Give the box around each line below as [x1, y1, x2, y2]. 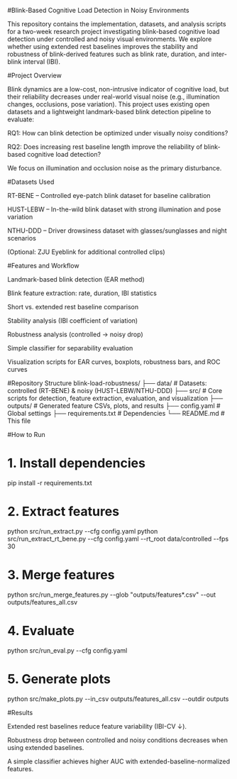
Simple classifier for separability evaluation [7, 344, 133, 352]
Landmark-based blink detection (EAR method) [7, 275, 145, 283]
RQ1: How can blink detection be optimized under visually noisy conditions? [7, 129, 228, 137]
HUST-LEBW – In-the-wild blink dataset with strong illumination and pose [7, 205, 221, 214]
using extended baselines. [7, 743, 84, 751]
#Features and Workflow [7, 262, 79, 270]
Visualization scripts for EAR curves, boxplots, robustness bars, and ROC [7, 358, 221, 366]
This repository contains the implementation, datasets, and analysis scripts [7, 20, 226, 28]
